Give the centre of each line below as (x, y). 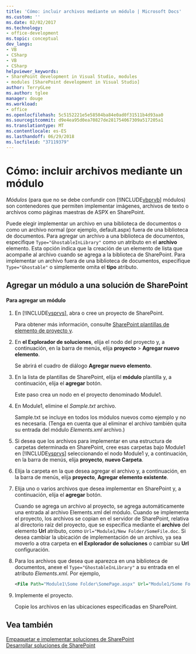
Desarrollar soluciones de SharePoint (51, 645)
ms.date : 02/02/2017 (31, 22)
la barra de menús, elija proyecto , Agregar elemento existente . (91, 477)
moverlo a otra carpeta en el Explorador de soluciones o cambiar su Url (102, 543)
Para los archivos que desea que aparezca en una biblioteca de (91, 561)
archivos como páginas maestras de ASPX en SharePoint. (75, 212)
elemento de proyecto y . (44, 331)
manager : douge (25, 98)
